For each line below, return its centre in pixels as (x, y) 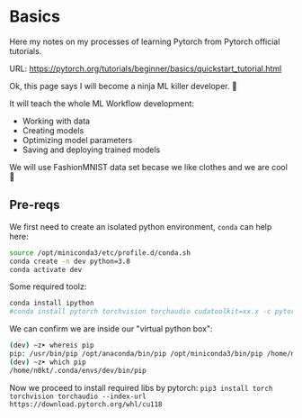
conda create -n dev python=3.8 (70, 261)
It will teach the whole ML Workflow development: (102, 103)
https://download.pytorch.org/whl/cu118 (86, 404)
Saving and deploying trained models (91, 150)
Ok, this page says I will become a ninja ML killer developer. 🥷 (124, 86)
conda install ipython (52, 304)
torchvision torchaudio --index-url (78, 396)
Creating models (53, 130)
